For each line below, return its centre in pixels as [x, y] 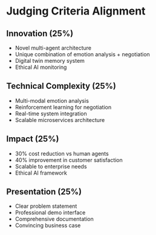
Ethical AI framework [41, 173]
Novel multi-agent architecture [53, 48]
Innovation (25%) [40, 34]
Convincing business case [48, 225]
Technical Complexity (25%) [61, 86]
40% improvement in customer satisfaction [69, 160]
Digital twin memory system [50, 61]
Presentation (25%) [44, 192]
